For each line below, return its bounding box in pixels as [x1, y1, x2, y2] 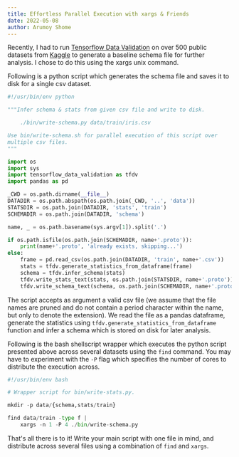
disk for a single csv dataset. [7, 80, 92, 88]
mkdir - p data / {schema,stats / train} [7, 401, 116, 409]
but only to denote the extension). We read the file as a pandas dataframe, [7, 310, 225, 319]
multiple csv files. [7, 138, 69, 146]
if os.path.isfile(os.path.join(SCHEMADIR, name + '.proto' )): [7, 236, 193, 243]
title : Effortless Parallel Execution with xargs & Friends [7, 10, 190, 18]
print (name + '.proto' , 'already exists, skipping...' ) [20, 243, 183, 250]
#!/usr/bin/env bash [7, 376, 69, 383]
